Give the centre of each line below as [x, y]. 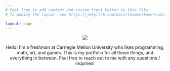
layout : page [19, 24]
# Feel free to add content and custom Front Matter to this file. [78, 10]
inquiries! [85, 63]
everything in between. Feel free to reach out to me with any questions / [85, 58]
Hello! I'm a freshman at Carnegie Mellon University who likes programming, [85, 47]
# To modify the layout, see [36, 15]
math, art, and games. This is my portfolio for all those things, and [85, 53]
